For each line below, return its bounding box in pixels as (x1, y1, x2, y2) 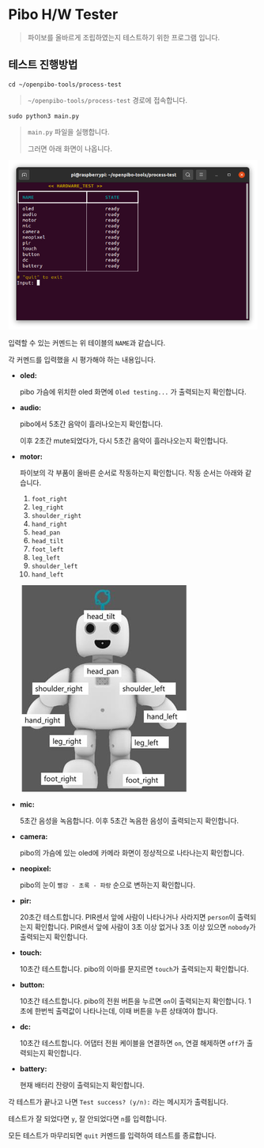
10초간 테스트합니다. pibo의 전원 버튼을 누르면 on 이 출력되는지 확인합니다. (19, 996, 247, 1006)
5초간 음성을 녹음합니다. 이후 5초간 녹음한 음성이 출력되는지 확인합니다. (19, 816, 239, 825)
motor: (19, 451, 43, 461)
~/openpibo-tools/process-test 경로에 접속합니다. (27, 95, 188, 104)
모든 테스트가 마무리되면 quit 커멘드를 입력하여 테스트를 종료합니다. (8, 1131, 217, 1140)
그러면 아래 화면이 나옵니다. (27, 144, 113, 153)
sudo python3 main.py (8, 112, 80, 120)
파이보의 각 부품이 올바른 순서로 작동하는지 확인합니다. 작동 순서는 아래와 (19, 468, 243, 478)
